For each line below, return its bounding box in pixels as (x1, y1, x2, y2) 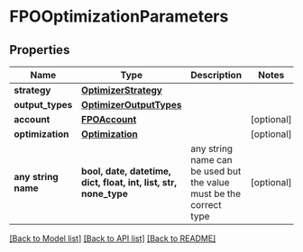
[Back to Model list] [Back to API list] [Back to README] (9, 233, 216, 244)
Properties (9, 42, 70, 58)
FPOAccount (80, 113, 137, 125)
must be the (190, 187, 242, 200)
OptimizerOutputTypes (80, 99, 182, 111)
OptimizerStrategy (80, 84, 162, 96)
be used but (190, 165, 242, 177)
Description (190, 69, 242, 81)
